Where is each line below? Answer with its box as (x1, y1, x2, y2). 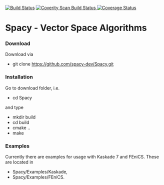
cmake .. (12, 124, 30, 130)
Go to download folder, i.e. (5, 85, 60, 91)
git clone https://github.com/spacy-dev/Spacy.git (12, 61, 114, 67)
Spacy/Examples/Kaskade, (12, 169, 67, 175)
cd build (12, 119, 29, 125)
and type (5, 104, 24, 110)
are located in (5, 159, 33, 165)
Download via (5, 51, 33, 57)
